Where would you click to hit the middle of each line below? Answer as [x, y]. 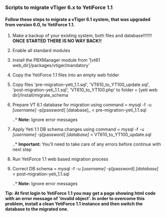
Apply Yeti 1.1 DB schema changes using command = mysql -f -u [78, 129]
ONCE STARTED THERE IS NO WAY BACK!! [57, 41]
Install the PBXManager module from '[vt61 [56, 60]
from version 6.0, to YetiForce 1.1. [40, 24]
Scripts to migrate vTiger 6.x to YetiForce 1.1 [59, 7]
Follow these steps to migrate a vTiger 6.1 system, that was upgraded [78, 19]
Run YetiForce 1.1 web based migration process [60, 159]
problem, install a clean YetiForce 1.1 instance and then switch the [74, 204]
